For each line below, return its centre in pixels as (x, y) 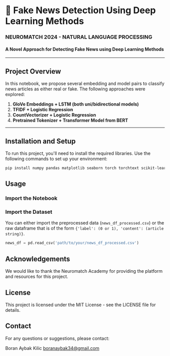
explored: (15, 94)
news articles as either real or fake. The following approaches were (75, 89)
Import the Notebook (31, 199)
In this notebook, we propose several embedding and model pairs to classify (85, 84)
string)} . (15, 234)
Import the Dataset (29, 212)
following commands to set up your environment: (56, 158)
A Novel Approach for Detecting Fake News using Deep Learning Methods (85, 49)
